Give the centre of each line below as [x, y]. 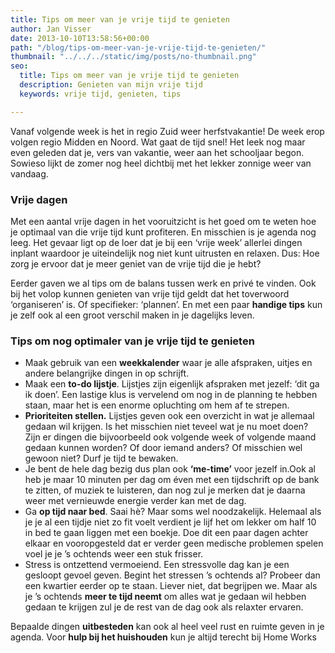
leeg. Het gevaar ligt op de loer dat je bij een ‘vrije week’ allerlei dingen [156, 242]
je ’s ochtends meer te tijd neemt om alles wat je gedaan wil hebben [165, 597]
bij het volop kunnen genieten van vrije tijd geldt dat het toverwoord [150, 293]
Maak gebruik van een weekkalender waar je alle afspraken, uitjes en [168, 363]
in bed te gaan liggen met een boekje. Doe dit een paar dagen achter [166, 533]
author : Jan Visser [51, 29]
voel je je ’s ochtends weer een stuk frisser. [114, 554]
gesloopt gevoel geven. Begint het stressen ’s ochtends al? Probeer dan [172, 575]
